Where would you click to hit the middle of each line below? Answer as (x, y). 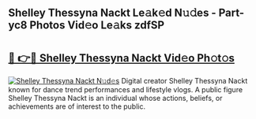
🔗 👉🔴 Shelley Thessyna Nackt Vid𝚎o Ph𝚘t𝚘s (122, 58)
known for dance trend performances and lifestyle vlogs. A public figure (126, 89)
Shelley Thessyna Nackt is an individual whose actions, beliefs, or (115, 98)
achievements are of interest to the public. (77, 106)
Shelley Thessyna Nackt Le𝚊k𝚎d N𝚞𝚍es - (112, 13)
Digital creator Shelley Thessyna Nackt (184, 81)
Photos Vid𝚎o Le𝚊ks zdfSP (97, 26)
